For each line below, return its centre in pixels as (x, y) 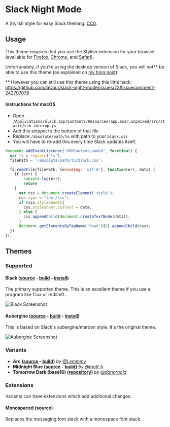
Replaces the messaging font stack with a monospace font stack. (73, 419)
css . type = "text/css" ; (44, 198)
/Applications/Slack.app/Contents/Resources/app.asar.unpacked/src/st (89, 121)
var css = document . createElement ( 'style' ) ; (66, 193)
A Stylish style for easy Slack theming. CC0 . (51, 23)
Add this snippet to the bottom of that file (56, 131)
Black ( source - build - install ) (37, 278)
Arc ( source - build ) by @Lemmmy (49, 361)
